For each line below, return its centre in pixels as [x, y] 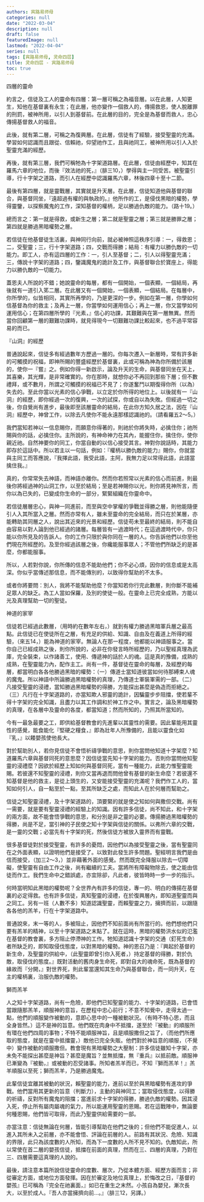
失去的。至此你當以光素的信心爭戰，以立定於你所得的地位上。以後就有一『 [99, 392]
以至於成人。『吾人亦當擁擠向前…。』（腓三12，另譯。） [83, 1193]
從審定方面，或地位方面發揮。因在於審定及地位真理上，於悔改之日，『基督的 [101, 1178]
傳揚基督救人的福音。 [33, 122]
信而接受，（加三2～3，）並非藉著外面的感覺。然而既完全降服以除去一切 [95, 860]
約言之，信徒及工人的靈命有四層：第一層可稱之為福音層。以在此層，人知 [97, 99]
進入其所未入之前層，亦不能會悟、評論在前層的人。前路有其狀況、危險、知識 [102, 1135]
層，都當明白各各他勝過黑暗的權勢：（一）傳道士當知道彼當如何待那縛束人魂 [101, 672]
